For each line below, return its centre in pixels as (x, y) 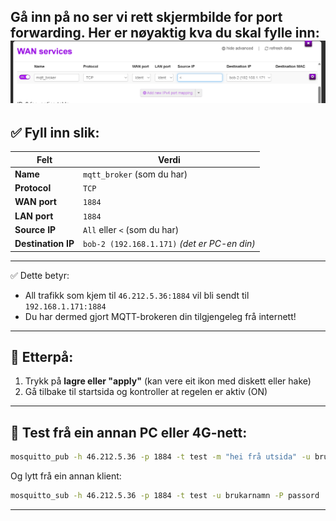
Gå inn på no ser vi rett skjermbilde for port (146, 17)
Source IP (35, 229)
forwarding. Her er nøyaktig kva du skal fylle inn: (165, 33)
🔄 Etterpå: (42, 357)
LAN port (34, 216)
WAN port (35, 202)
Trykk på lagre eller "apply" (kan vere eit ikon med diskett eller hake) (168, 381)
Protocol (33, 188)
